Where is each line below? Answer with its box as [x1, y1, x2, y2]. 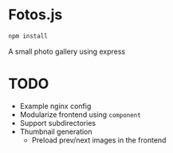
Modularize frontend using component [19, 110, 141, 119]
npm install [8, 32, 48, 40]
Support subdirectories [19, 118, 96, 127]
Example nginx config [19, 101, 92, 111]
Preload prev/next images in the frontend [31, 135, 167, 145]
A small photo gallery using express [8, 46, 126, 56]
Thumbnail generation [19, 127, 93, 136]
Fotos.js [8, 6, 63, 24]
